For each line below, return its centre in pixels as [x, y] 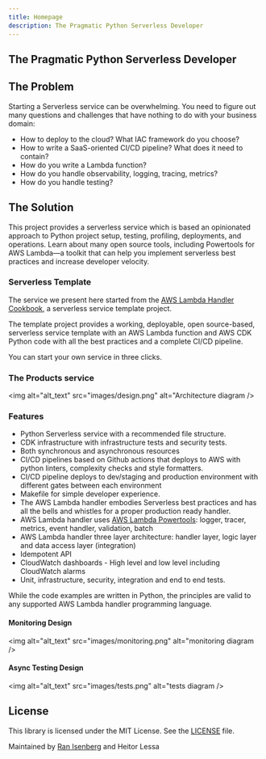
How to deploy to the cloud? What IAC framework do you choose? [130, 139]
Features [26, 416]
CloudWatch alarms [53, 571]
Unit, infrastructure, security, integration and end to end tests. [123, 580]
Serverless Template [50, 282]
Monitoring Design [40, 623]
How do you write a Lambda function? [83, 165]
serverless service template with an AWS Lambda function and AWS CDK [130, 332]
